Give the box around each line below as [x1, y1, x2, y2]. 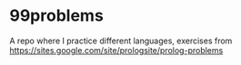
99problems [9, 5, 105, 26]
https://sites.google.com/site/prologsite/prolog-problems [9, 44, 224, 55]
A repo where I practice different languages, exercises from [9, 35, 233, 46]
